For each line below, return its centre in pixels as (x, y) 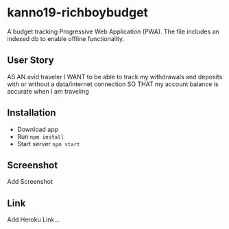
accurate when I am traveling (48, 91)
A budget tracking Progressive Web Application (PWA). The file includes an (113, 31)
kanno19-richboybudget (78, 13)
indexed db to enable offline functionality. (66, 38)
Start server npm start (48, 144)
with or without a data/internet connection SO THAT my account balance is (113, 84)
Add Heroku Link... (34, 219)
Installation (32, 113)
